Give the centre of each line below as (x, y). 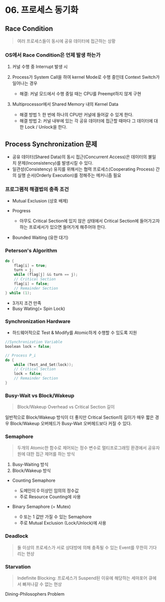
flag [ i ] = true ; (31, 266)
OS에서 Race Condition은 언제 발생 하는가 (53, 55)
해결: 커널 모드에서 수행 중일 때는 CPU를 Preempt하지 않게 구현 (80, 94)
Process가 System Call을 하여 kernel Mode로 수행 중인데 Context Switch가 (86, 77)
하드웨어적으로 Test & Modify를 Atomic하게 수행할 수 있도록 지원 (75, 333)
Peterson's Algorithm (31, 251)
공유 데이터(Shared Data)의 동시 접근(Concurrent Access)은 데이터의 (80, 157)
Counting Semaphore (34, 480)
